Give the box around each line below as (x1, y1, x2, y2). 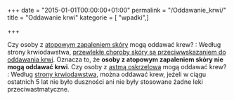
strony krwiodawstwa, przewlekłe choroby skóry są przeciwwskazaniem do (7, 48, 226, 56)
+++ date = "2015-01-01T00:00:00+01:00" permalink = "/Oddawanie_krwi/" (7, 6, 227, 14)
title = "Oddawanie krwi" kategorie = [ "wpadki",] (7, 13, 149, 22)
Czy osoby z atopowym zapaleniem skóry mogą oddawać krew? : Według (7, 41, 221, 48)
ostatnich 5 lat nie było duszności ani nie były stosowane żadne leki (7, 78, 204, 86)
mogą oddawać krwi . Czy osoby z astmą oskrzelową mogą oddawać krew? (7, 63, 227, 71)
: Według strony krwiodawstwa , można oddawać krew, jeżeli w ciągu (7, 70, 207, 78)
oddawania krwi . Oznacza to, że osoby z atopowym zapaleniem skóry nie (7, 55, 223, 64)
